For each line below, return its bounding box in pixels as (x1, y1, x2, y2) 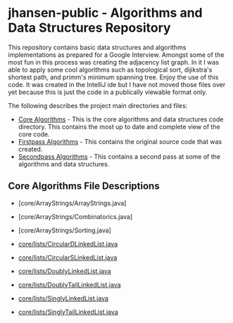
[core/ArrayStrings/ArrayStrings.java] (18, 199, 127, 207)
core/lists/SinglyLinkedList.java (18, 294, 108, 303)
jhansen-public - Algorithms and (8, 5, 203, 21)
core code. (18, 130, 50, 138)
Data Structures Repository (8, 20, 171, 36)
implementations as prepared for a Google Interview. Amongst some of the (8, 51, 225, 59)
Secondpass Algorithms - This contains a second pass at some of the (18, 152, 221, 161)
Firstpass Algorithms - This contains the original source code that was (18, 137, 222, 145)
